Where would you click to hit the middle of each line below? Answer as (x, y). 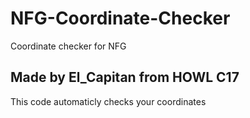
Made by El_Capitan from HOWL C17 (125, 77)
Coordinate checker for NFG (68, 46)
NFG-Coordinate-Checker (120, 18)
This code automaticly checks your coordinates (108, 101)
